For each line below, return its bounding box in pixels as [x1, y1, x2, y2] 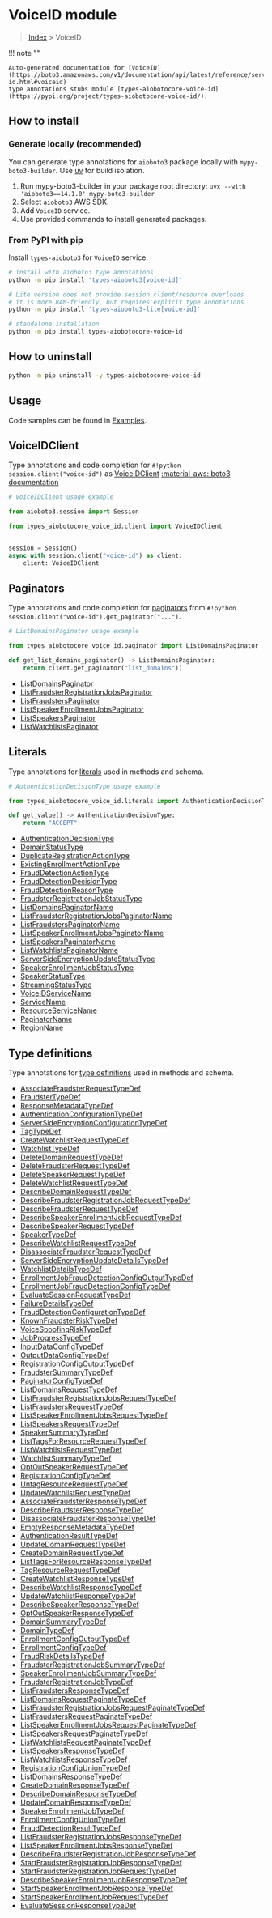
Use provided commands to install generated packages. [19, 214, 207, 223]
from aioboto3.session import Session [8, 508, 139, 516]
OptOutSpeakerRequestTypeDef [19, 1462, 128, 1472]
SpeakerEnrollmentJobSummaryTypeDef [19, 1669, 157, 1678]
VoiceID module [8, 6, 117, 24]
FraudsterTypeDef [19, 1092, 81, 1102]
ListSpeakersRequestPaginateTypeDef [19, 1729, 148, 1738]
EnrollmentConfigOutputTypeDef [19, 1634, 130, 1644]
